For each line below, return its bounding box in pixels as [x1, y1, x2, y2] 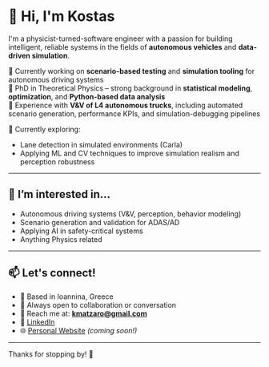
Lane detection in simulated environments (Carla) [19, 139, 183, 149]
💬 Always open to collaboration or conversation [19, 300, 177, 309]
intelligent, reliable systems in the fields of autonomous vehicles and [8, 42, 237, 51]
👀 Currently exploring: [8, 124, 81, 134]
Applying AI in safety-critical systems [19, 226, 143, 236]
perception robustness [19, 156, 95, 167]
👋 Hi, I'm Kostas [8, 7, 115, 26]
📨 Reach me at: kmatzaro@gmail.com [19, 309, 147, 318]
